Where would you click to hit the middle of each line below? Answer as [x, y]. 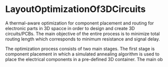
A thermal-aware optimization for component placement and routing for [80, 23]
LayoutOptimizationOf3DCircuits [76, 9]
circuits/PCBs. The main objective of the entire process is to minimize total [82, 33]
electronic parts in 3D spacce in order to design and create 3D [70, 28]
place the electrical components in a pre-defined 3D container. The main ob [84, 59]
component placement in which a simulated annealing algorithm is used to [82, 54]
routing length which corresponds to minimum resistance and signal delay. [83, 39]
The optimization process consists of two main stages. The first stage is [80, 48]
